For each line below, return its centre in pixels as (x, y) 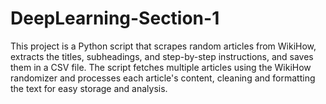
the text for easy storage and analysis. (89, 88)
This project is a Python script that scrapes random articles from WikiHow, (163, 46)
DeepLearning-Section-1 (115, 18)
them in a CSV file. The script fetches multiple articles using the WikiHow (161, 67)
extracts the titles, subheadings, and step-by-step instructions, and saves (162, 56)
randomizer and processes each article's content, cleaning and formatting (163, 78)
